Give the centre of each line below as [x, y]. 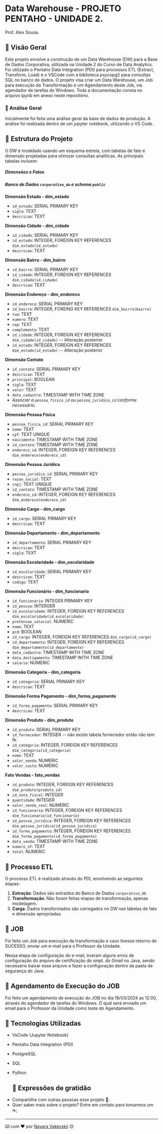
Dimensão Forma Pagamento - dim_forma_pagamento [61, 696]
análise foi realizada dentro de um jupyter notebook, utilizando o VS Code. [79, 124]
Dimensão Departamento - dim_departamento [53, 533]
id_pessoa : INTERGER [33, 606]
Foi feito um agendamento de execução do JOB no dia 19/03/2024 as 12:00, [81, 998]
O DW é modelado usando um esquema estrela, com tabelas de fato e [75, 151]
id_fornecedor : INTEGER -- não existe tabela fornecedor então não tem [83, 735]
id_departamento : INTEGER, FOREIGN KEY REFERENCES [68, 642]
